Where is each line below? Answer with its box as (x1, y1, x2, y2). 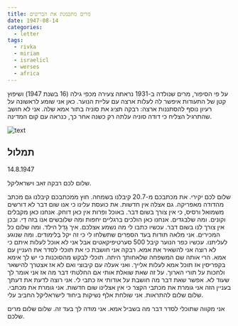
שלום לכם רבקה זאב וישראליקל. (7, 179, 92, 188)
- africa (13, 70, 40, 77)
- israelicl (13, 57, 50, 64)
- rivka (13, 43, 37, 50)
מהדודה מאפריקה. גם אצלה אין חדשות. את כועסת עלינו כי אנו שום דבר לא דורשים (7, 200, 225, 209)
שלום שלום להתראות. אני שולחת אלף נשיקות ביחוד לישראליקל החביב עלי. (7, 290, 204, 299)
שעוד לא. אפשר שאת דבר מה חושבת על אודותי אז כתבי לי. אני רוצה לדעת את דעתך (7, 276, 229, 284)
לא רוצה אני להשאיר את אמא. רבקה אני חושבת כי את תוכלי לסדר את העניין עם (7, 246, 217, 254)
